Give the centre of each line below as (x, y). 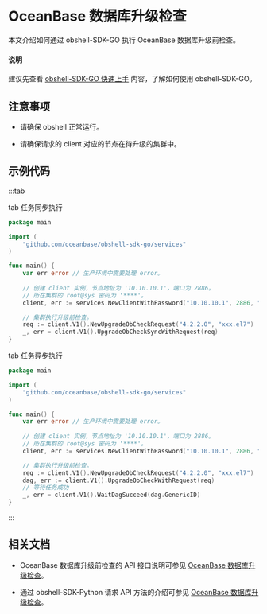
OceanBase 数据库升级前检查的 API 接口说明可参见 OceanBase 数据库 (134, 565)
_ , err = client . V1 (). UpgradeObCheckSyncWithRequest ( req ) (120, 332)
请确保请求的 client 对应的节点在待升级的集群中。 (100, 143)
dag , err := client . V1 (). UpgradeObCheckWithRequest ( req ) (119, 480)
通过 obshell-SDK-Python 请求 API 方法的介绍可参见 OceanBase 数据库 (135, 592)
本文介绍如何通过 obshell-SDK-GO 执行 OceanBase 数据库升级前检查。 (124, 40)
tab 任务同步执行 (36, 207)
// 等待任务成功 (46, 488)
